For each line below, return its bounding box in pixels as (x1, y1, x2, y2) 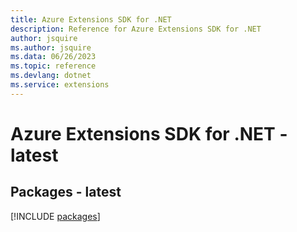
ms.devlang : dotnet (10, 71, 92, 81)
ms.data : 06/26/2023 (10, 52, 97, 62)
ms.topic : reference (10, 61, 97, 71)
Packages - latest (10, 184, 122, 201)
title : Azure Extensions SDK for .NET (10, 14, 172, 25)
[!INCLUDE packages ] (10, 210, 101, 222)
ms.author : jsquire (10, 42, 92, 53)
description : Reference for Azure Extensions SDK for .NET (10, 24, 262, 34)
